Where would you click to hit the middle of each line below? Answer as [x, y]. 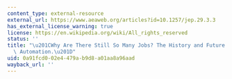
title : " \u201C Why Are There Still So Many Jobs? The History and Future [116, 45]
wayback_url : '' [31, 65]
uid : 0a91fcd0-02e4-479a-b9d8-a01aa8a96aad [71, 58]
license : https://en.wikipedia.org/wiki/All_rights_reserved [98, 33]
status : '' [23, 39]
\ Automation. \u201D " [45, 52]
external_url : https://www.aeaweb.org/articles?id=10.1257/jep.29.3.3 [111, 20]
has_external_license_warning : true [60, 26]
